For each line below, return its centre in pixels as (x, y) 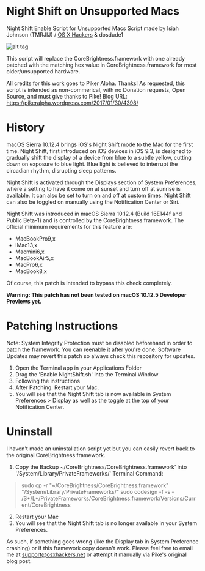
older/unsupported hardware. (43, 71)
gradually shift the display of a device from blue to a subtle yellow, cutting (99, 157)
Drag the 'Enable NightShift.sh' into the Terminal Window (87, 374)
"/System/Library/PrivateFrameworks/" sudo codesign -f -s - (98, 491)
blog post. (19, 561)
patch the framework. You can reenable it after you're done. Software (94, 349)
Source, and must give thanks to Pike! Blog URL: (67, 96)
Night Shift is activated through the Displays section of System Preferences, (102, 182)
